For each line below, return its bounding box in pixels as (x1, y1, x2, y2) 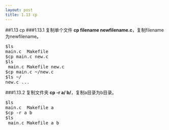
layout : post (5, 7, 33, 13)
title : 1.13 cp (5, 12, 38, 17)
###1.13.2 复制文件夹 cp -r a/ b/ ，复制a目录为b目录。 (5, 89, 117, 95)
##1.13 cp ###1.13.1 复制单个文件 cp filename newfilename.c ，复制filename (5, 27, 164, 33)
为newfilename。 (5, 33, 42, 39)
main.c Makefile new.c (8, 64, 65, 69)
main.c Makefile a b (8, 120, 60, 125)
